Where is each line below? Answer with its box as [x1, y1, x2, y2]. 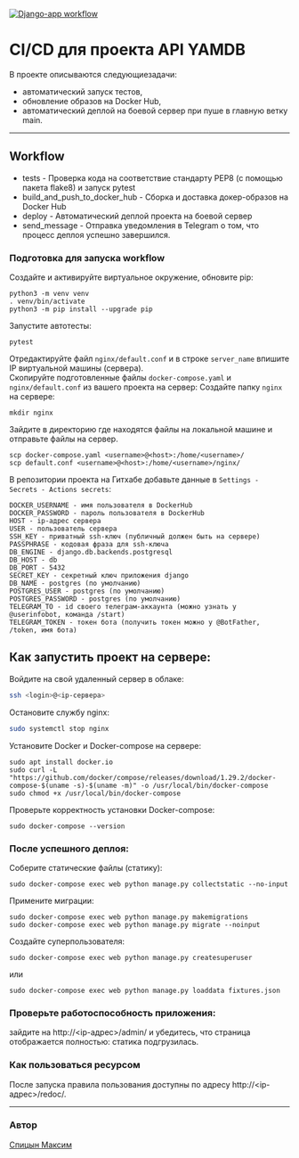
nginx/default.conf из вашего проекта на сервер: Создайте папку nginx [9, 382, 283, 392]
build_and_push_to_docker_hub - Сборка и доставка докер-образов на [21, 192, 289, 202]
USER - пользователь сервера [9, 524, 117, 534]
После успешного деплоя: [9, 842, 129, 855]
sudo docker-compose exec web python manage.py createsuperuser [9, 953, 253, 962]
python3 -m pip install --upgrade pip [9, 305, 153, 314]
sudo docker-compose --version [9, 821, 125, 831]
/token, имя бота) [9, 626, 77, 635]
